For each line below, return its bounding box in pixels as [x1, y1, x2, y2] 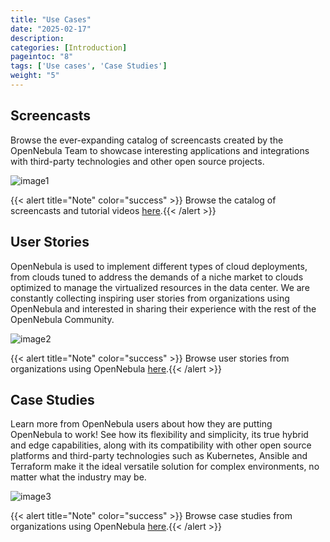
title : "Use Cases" [10, 14, 92, 25]
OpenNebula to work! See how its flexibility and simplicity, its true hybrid [10, 429, 309, 441]
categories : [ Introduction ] [10, 42, 128, 53]
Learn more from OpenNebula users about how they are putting [10, 418, 273, 430]
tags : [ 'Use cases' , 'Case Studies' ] [10, 61, 168, 71]
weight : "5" [10, 71, 60, 81]
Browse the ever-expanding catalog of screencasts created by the [10, 134, 284, 146]
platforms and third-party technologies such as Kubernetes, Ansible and [10, 450, 308, 462]
